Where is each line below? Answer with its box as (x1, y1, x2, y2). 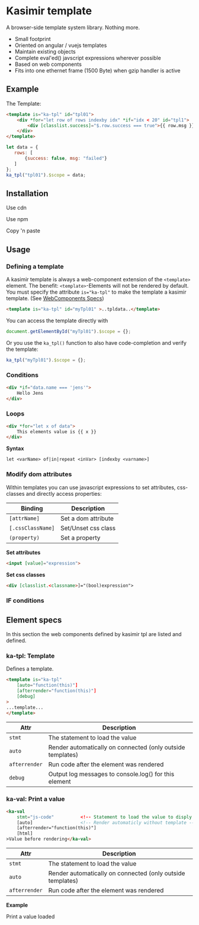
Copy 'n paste (6, 227, 40, 234)
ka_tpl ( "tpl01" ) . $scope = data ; (6, 172, 86, 178)
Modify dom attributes (6, 470, 72, 479)
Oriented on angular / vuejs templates (14, 42, 107, 49)
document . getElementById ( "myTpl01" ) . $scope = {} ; (6, 328, 131, 334)
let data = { (6, 144, 38, 150)
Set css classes (6, 571, 46, 578)
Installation (6, 188, 49, 199)
